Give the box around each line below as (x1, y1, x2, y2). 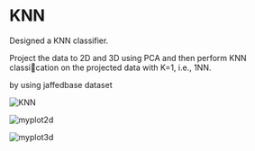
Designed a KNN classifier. (9, 35, 109, 46)
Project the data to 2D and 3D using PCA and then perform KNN (9, 52, 247, 63)
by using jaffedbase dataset (9, 79, 113, 90)
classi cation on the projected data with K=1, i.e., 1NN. (9, 62, 212, 73)
